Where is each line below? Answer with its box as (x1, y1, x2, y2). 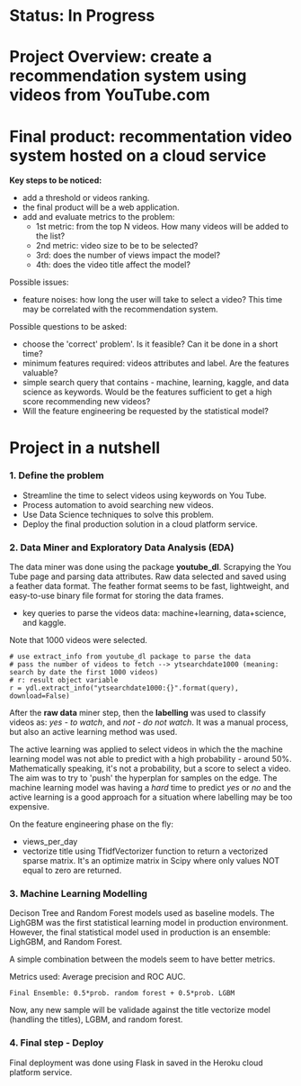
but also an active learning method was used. (9, 727, 178, 738)
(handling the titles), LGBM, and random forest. (9, 1014, 183, 1025)
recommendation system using (9, 66, 247, 86)
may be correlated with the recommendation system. (22, 303, 218, 315)
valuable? (22, 367, 58, 378)
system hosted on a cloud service (9, 145, 267, 166)
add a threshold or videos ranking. (22, 193, 150, 204)
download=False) (9, 692, 70, 701)
